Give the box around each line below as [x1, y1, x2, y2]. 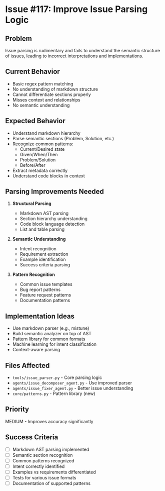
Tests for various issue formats [12, 475, 76, 480]
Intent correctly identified [12, 463, 65, 469]
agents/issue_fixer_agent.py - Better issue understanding [12, 385, 133, 391]
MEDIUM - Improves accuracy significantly [5, 418, 93, 424]
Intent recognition [19, 246, 56, 252]
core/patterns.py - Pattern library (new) [12, 390, 95, 397]
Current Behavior [5, 67, 60, 76]
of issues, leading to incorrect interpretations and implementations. [5, 53, 143, 59]
